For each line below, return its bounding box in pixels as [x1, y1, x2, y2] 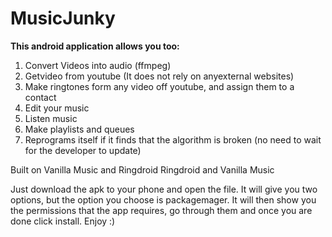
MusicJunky [10, 7, 116, 30]
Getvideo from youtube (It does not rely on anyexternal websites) [24, 70, 295, 82]
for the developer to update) [24, 144, 142, 156]
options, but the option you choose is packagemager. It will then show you [10, 193, 317, 206]
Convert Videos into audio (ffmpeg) [24, 59, 172, 71]
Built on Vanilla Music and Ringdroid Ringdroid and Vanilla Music [10, 163, 275, 176]
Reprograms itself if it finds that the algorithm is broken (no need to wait [24, 133, 322, 146]
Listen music [24, 112, 78, 124]
